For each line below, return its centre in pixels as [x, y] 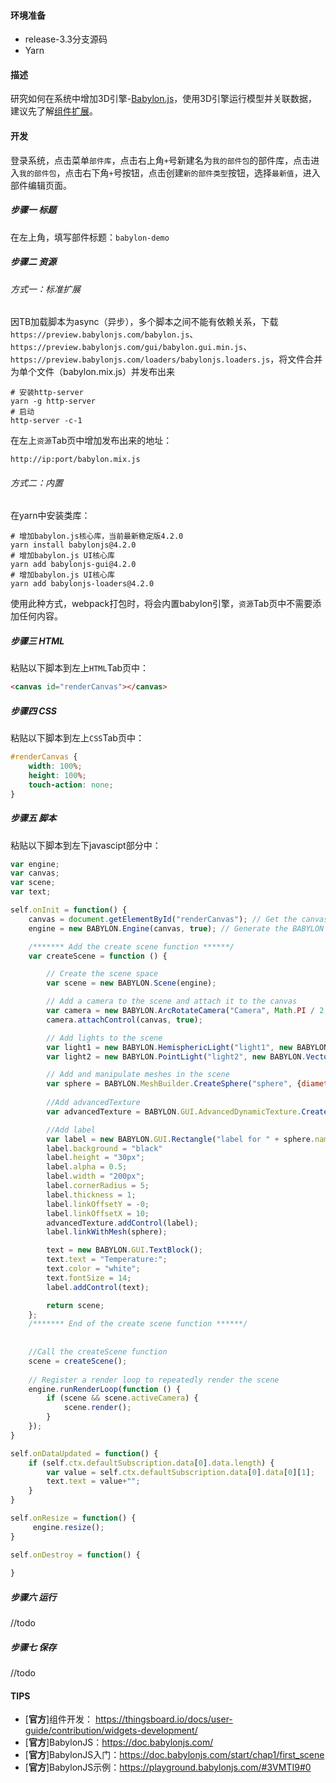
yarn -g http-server [53, 401]
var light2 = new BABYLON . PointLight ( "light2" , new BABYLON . [176, 1056]
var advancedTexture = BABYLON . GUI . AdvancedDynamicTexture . [174, 1111]
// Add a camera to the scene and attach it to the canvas [172, 1001]
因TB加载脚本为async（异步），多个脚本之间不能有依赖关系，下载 [144, 322]
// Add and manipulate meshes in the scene [138, 1075]
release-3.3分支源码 [66, 39]
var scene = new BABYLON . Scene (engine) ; [131, 983]
